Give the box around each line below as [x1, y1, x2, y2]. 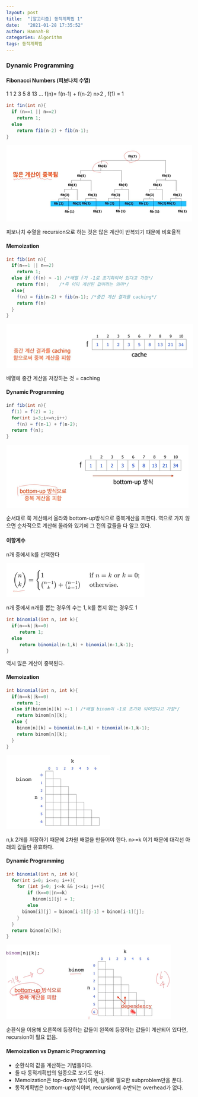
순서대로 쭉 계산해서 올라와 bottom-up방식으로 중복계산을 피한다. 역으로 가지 [6, 514, 184, 522]
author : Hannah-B [6, 29, 49, 34]
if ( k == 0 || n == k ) [27, 890, 68, 896]
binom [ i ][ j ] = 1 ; [32, 896, 76, 902]
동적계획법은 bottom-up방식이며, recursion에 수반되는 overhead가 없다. [14, 1084, 184, 1091]
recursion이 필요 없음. [6, 1033, 58, 1041]
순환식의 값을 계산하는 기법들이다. [14, 1061, 93, 1068]
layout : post [6, 10, 39, 15]
